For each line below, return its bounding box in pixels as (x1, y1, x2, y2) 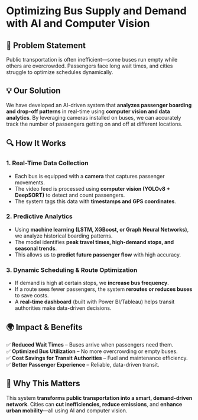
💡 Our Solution (6, 86, 61, 96)
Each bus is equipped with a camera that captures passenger (14, 172, 165, 179)
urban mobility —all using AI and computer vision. (6, 407, 128, 414)
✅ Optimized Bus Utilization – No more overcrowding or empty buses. (6, 348, 178, 355)
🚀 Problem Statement (6, 40, 86, 50)
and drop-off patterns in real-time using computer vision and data (6, 108, 170, 115)
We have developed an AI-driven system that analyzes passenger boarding (6, 101, 192, 108)
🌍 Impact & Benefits (6, 322, 83, 332)
